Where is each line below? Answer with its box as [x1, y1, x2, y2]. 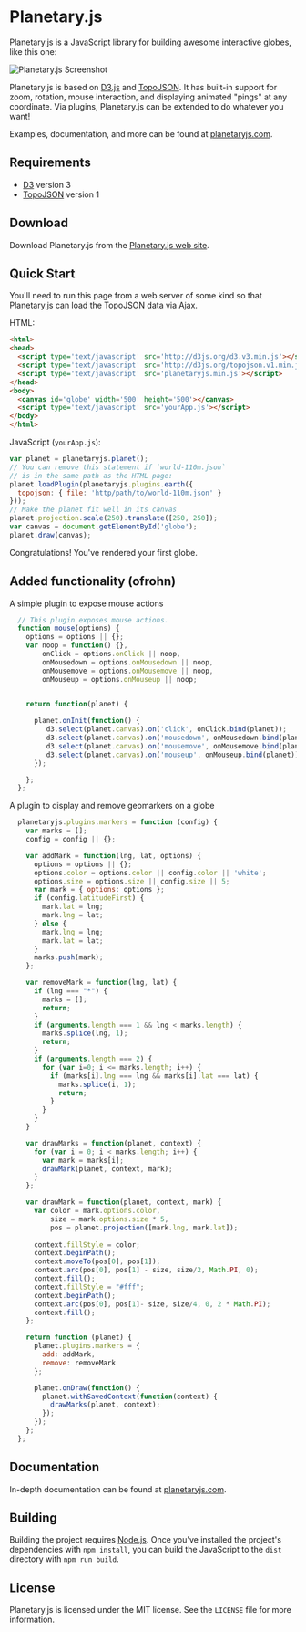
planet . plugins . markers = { [33, 1342, 141, 1351]
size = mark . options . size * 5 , [49, 1214, 169, 1224]
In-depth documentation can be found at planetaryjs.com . [9, 1483, 227, 1494]
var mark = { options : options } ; [33, 885, 166, 894]
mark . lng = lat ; [42, 911, 104, 920]
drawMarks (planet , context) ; [49, 1400, 161, 1409]
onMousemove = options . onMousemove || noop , [42, 666, 214, 675]
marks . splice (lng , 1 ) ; [42, 1029, 128, 1038]
